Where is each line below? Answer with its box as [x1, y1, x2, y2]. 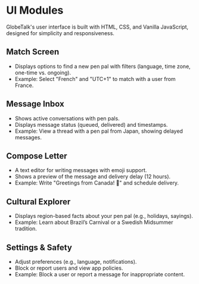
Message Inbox [6, 99, 64, 109]
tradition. [14, 225, 38, 232]
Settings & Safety [6, 242, 73, 252]
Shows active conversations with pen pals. [14, 114, 120, 122]
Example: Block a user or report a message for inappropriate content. [14, 271, 185, 277]
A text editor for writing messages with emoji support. [14, 167, 147, 174]
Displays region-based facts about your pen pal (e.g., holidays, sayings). [14, 213, 194, 220]
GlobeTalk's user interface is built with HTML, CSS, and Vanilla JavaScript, [6, 23, 189, 30]
